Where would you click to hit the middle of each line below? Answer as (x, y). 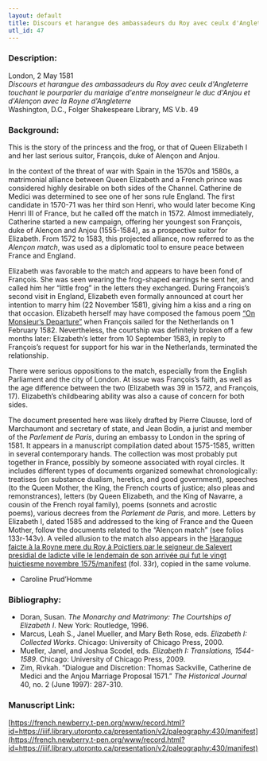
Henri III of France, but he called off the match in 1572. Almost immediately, (131, 213)
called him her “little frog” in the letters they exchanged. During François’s (129, 288)
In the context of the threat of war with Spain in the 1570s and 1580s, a (124, 171)
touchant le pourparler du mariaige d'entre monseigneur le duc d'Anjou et (129, 92)
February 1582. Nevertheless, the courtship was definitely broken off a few (130, 330)
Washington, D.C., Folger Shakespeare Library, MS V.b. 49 (103, 109)
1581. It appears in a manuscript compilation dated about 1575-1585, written (132, 445)
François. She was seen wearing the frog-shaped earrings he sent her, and (131, 279)
